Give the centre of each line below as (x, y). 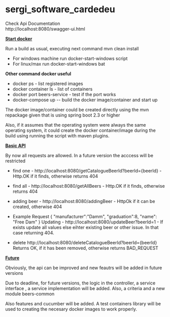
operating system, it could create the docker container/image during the (80, 130)
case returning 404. (33, 233)
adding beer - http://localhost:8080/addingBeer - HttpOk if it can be (84, 201)
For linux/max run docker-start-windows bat (59, 64)
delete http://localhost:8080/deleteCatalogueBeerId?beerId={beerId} (85, 242)
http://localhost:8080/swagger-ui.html (45, 28)
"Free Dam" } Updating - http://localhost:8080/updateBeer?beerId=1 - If (88, 222)
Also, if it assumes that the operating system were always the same (76, 125)
